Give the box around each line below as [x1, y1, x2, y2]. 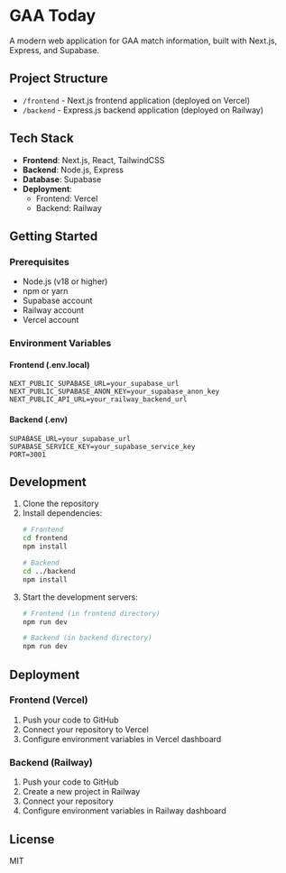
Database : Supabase [22, 173, 102, 185]
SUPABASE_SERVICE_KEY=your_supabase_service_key [9, 442, 196, 451]
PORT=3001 [9, 450, 47, 459]
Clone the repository [22, 498, 99, 510]
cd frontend [22, 534, 68, 543]
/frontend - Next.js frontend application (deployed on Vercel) [22, 95, 251, 106]
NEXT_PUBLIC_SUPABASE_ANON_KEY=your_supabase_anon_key [9, 387, 220, 397]
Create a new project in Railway [22, 786, 141, 797]
